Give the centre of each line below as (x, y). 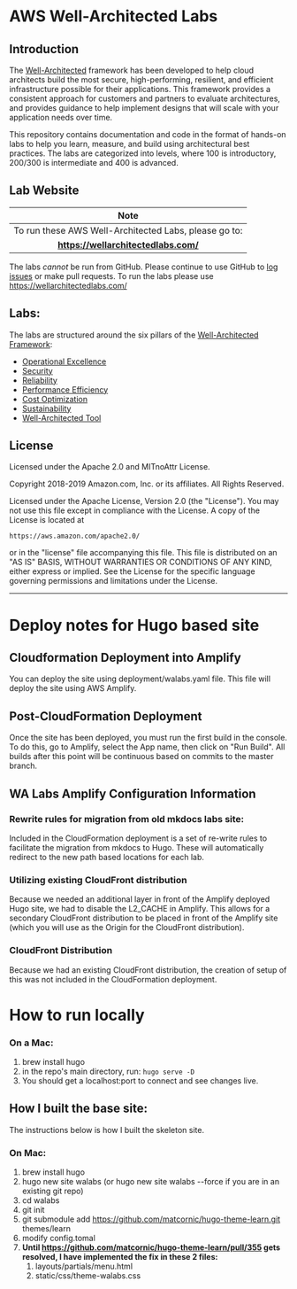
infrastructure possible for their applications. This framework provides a (140, 89)
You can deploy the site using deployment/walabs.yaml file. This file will (140, 679)
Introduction (44, 49)
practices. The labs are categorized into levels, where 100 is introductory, (143, 153)
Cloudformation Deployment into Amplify (125, 658)
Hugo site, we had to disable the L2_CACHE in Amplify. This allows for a (140, 909)
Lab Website (44, 191)
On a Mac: (31, 1043)
